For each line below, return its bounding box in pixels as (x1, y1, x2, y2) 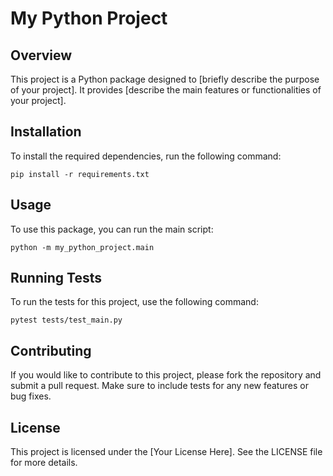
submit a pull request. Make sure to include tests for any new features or (10, 380, 309, 392)
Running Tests (10, 270, 102, 287)
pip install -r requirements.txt (10, 169, 150, 179)
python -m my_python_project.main (10, 242, 155, 252)
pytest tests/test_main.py (10, 315, 123, 326)
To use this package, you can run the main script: (10, 223, 214, 235)
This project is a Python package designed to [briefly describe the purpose (10, 73, 320, 85)
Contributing (10, 342, 92, 359)
